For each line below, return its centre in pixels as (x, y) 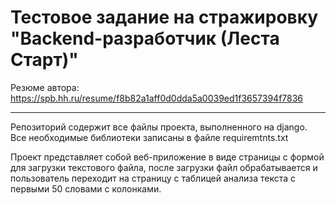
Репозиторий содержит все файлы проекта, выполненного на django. (159, 127)
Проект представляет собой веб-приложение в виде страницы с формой (167, 157)
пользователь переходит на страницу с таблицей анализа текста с (153, 178)
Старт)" (44, 60)
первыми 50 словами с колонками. (86, 188)
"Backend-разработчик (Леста (145, 38)
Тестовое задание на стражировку (164, 17)
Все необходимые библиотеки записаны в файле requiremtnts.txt (149, 137)
